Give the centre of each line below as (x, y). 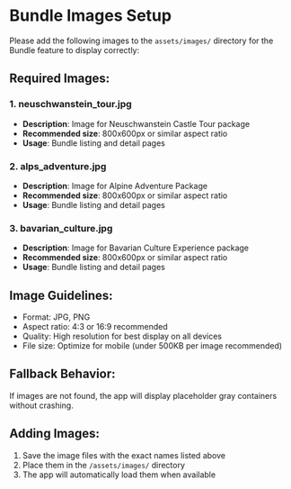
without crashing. (41, 405)
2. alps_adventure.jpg (58, 166)
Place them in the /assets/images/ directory (104, 465)
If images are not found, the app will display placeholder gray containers (143, 395)
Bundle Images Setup (91, 16)
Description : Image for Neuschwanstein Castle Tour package (136, 123)
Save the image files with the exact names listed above (124, 455)
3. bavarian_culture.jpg (61, 228)
